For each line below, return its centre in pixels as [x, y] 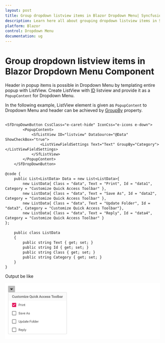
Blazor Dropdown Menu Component [80, 72]
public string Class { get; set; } [59, 252]
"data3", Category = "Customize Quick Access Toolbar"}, [65, 208]
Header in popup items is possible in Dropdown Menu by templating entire [80, 85]
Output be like [19, 276]
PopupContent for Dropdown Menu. [40, 95]
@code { [13, 174]
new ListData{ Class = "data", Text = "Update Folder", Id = [87, 203]
